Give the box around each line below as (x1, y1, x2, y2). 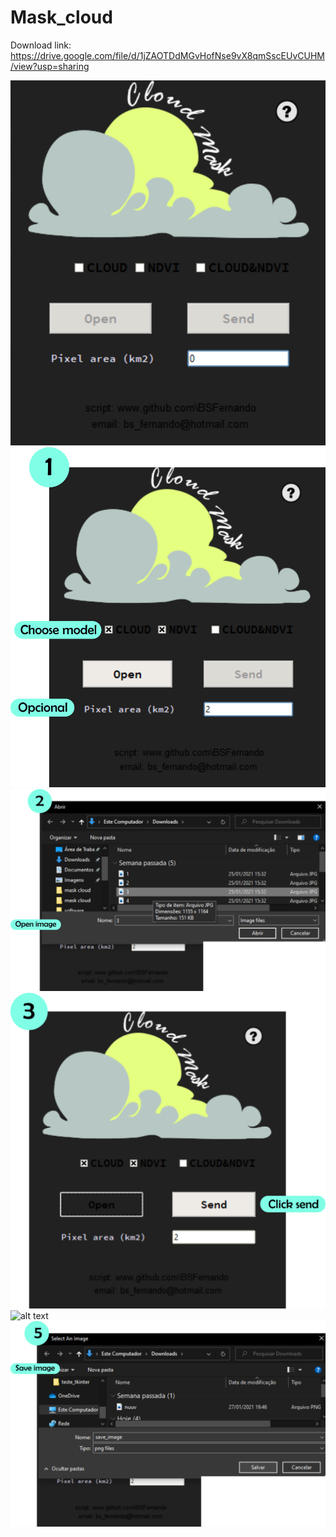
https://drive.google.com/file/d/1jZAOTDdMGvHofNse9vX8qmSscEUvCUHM (10, 49, 325, 61)
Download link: (10, 39, 72, 51)
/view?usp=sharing (10, 60, 90, 72)
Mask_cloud (10, 6, 113, 29)
